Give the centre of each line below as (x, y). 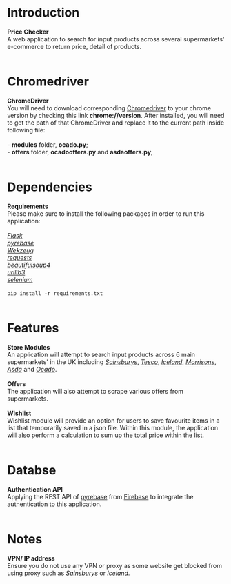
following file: (26, 130)
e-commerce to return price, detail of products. (74, 46)
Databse (32, 470)
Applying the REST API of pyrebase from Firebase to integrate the (100, 496)
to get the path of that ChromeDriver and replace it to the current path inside (116, 123)
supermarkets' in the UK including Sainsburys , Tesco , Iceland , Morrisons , (112, 362)
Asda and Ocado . (32, 369)
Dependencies (50, 187)
